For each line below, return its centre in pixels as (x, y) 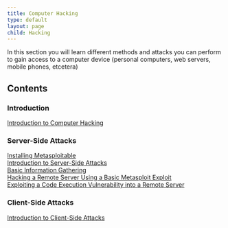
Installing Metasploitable (42, 156)
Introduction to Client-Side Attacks (56, 218)
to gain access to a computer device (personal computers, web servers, (109, 60)
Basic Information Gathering (47, 170)
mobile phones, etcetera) (43, 67)
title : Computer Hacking (43, 13)
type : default (27, 20)
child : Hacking (29, 33)
